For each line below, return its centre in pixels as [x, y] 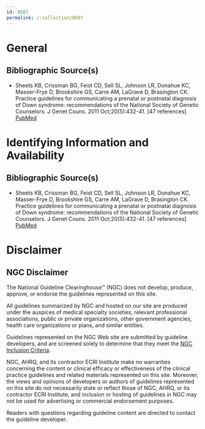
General [27, 48]
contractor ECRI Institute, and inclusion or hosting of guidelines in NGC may [102, 394]
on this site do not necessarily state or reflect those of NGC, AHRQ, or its [98, 388]
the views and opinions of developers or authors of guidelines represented [100, 381]
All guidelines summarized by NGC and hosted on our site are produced [97, 305]
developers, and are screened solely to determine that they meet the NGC [99, 343]
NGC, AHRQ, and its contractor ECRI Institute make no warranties [88, 362]
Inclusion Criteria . [28, 350]
